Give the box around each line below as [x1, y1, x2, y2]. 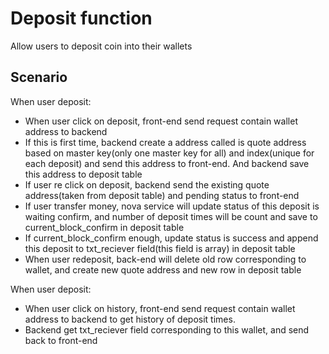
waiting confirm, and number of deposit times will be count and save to [24, 210, 318, 222]
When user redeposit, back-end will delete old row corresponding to [24, 253, 307, 265]
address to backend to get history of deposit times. [24, 313, 236, 325]
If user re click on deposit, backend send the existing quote [24, 178, 270, 191]
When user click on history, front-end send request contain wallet [24, 302, 296, 314]
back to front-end [24, 334, 98, 346]
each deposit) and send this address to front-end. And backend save [24, 157, 310, 169]
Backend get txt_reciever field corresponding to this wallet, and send [24, 323, 310, 336]
